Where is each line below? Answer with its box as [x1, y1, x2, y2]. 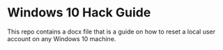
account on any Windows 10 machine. [7, 34, 116, 42]
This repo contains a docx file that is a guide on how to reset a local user [7, 27, 216, 36]
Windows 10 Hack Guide [7, 5, 151, 21]
